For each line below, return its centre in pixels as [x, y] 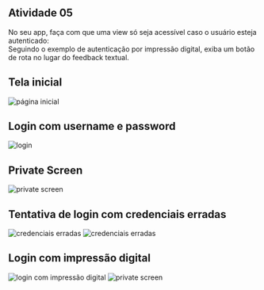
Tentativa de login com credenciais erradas [117, 214]
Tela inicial [35, 82]
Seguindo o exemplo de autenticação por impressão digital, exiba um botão [132, 49]
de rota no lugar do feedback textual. [69, 57]
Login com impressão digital [79, 258]
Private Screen [46, 170]
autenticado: [29, 40]
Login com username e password [92, 126]
